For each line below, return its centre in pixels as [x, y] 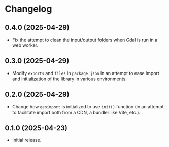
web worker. [25, 45]
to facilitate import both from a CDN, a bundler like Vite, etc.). [76, 112]
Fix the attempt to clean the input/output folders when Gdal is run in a [85, 40]
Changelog [28, 9]
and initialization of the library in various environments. [70, 79]
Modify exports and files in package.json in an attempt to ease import [86, 73]
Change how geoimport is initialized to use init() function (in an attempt [88, 106]
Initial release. [27, 140]
